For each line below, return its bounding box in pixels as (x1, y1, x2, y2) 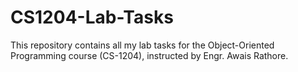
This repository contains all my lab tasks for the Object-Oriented (10, 39, 275, 51)
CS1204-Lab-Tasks (10, 6, 174, 29)
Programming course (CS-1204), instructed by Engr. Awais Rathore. (10, 49, 289, 61)
